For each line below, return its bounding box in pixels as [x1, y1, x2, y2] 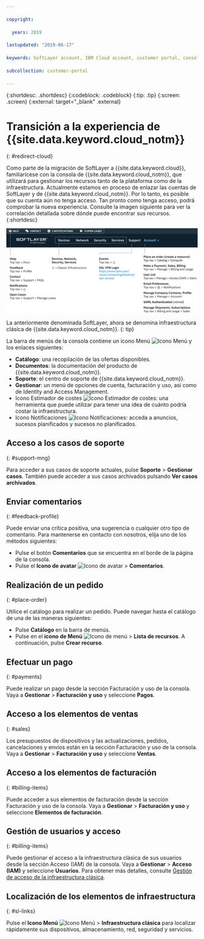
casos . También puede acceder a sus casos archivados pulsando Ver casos [6, 473, 198, 480]
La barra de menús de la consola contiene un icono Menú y [6, 337, 192, 345]
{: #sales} [6, 725, 30, 732]
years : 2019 [12, 29, 42, 35]
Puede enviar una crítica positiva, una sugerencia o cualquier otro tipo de [6, 524, 189, 532]
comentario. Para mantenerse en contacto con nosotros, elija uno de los [6, 531, 187, 538]
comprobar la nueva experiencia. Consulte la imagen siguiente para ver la [6, 203, 191, 210]
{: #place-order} [6, 596, 47, 604]
